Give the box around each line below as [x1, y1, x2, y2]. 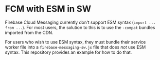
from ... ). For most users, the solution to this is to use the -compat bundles [5, 24, 155, 30]
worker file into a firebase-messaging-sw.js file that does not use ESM [5, 44, 146, 50]
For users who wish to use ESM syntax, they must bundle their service [5, 39, 146, 45]
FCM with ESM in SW [5, 3, 91, 15]
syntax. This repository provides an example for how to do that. [5, 49, 132, 55]
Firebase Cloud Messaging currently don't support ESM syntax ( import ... [5, 19, 156, 25]
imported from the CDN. [5, 30, 53, 35]
